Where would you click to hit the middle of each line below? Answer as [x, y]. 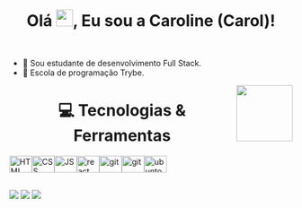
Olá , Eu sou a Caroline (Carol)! [151, 21]
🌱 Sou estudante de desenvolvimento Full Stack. [112, 63]
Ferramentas [122, 136]
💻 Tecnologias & [122, 111]
